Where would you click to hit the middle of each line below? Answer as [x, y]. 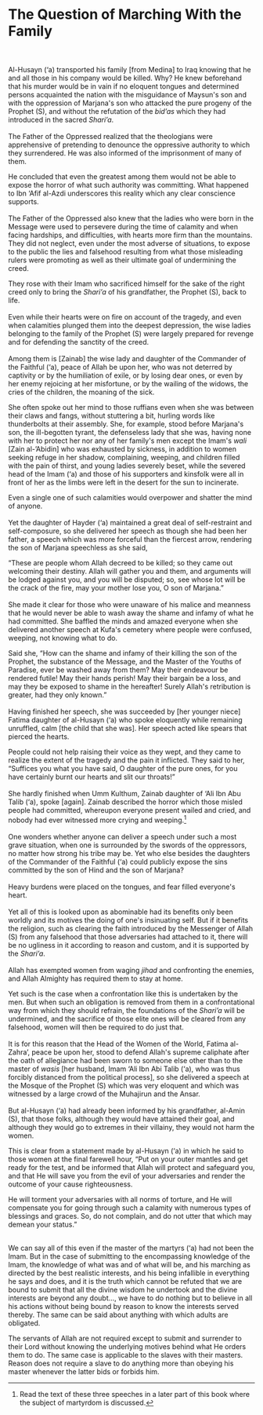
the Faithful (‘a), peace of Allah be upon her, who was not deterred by [120, 367]
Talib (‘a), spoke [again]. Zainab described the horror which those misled [125, 802]
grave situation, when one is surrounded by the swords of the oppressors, [128, 845]
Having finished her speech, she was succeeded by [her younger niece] [124, 711]
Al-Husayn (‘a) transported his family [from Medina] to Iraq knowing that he [130, 69]
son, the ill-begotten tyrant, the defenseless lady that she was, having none [130, 432]
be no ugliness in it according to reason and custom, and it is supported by [129, 945]
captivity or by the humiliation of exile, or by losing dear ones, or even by [126, 375]
